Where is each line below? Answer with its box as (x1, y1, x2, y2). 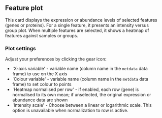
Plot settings (5, 45, 36, 52)
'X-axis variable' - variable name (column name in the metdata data (12, 66, 148, 72)
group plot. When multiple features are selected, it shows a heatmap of (5, 27, 149, 33)
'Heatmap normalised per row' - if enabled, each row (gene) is (12, 87, 139, 92)
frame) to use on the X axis (12, 71, 67, 77)
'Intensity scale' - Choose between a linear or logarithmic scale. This (12, 102, 152, 108)
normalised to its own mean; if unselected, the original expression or (12, 92, 152, 98)
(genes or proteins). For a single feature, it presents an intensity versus (5, 22, 149, 28)
